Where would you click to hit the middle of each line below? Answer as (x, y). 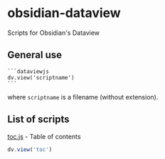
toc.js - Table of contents (44, 136)
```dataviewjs (28, 71)
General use (35, 55)
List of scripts (38, 120)
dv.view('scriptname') (41, 77)
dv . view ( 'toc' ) (30, 149)
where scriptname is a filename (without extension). (83, 97)
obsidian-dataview (64, 13)
